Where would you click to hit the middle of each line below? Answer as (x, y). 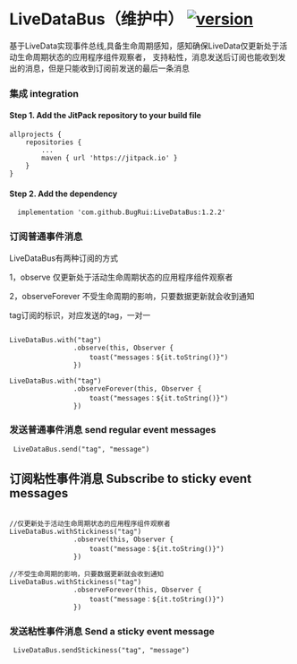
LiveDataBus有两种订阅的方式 (64, 258)
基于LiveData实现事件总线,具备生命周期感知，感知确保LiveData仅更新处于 (144, 46)
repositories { (54, 142)
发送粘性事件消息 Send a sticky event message (112, 631)
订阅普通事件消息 (46, 237)
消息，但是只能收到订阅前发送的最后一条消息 (107, 68)
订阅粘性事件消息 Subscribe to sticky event (131, 479)
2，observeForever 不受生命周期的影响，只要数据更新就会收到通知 (132, 296)
